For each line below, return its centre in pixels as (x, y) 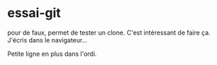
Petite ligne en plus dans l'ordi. (52, 54)
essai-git (34, 13)
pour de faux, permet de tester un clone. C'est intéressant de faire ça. (109, 32)
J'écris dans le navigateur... (47, 40)
